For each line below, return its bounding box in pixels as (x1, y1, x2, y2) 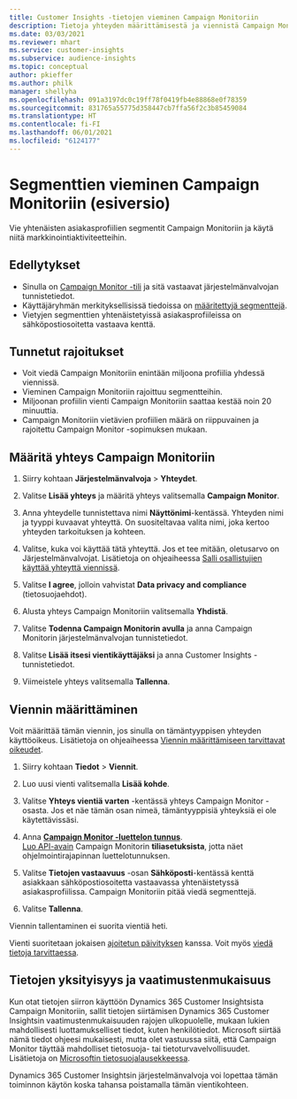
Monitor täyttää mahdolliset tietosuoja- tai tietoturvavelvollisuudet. (9, 1043, 250, 1054)
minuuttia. (21, 405, 59, 416)
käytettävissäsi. (21, 814, 80, 825)
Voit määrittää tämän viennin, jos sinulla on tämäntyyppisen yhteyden (9, 725, 262, 735)
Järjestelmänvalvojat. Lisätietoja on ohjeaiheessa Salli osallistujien (21, 553, 263, 564)
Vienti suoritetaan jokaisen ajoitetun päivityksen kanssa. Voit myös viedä (9, 937, 274, 948)
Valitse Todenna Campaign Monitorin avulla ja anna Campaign (21, 623, 253, 634)
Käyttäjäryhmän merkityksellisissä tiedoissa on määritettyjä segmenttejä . (21, 300, 287, 311)
